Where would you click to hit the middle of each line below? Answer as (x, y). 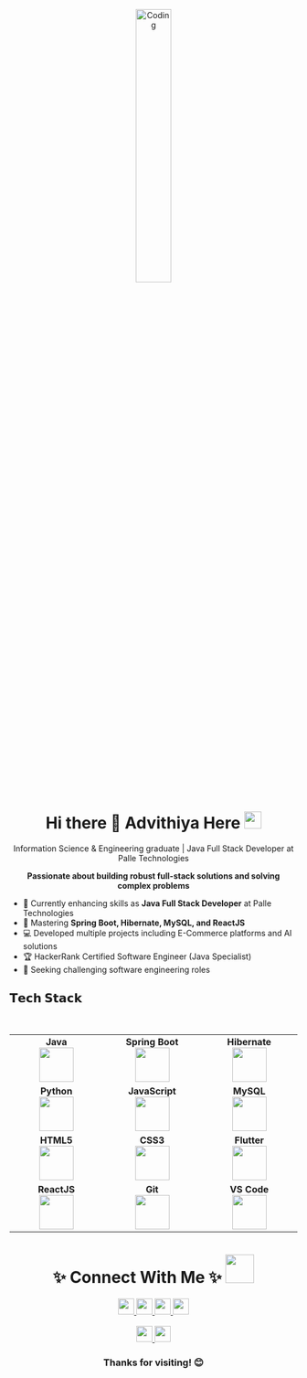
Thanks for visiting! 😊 (153, 1362)
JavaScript (152, 1091)
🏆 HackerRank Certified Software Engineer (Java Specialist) (137, 956)
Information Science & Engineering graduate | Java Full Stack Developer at (153, 848)
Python (56, 1091)
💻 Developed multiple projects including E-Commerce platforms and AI (157, 933)
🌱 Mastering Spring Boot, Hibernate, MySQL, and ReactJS (133, 923)
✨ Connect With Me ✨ (137, 1277)
